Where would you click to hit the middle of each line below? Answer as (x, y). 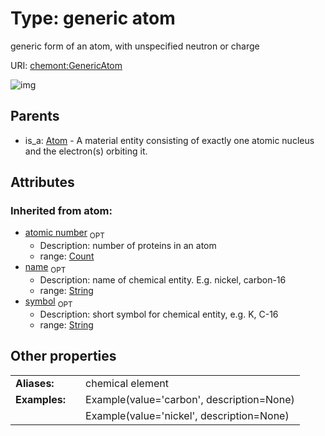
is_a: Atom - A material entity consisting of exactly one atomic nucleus (169, 140)
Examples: (41, 399)
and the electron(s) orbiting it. (86, 151)
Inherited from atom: (61, 211)
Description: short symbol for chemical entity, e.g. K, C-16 (159, 314)
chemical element (127, 383)
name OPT (45, 268)
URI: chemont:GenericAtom (66, 65)
